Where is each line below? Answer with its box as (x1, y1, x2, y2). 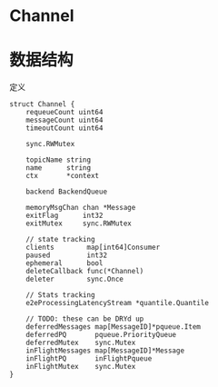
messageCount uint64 (25, 115, 104, 125)
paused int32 (25, 251, 107, 260)
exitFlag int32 (25, 211, 104, 221)
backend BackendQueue (25, 187, 107, 196)
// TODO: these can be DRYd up (25, 314, 144, 323)
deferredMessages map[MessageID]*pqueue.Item (25, 322, 202, 332)
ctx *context (25, 172, 100, 181)
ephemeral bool (25, 259, 104, 268)
